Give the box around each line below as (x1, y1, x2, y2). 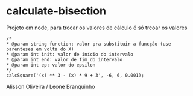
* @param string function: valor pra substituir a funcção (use (6, 41, 171, 47)
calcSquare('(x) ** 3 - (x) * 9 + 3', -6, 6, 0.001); (6, 72, 145, 79)
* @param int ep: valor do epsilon (6, 62, 96, 68)
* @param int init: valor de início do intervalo (6, 51, 134, 58)
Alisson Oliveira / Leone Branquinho (6, 83, 95, 90)
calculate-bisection (6, 4, 107, 18)
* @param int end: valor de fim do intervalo (6, 56, 122, 62)
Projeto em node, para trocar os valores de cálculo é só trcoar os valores (6, 24, 188, 31)
